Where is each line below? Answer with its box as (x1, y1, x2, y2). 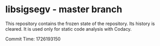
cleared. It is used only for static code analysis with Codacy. (5, 26, 132, 32)
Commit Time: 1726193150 (5, 36, 61, 42)
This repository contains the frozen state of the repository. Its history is (5, 20, 155, 27)
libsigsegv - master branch (5, 4, 123, 15)
